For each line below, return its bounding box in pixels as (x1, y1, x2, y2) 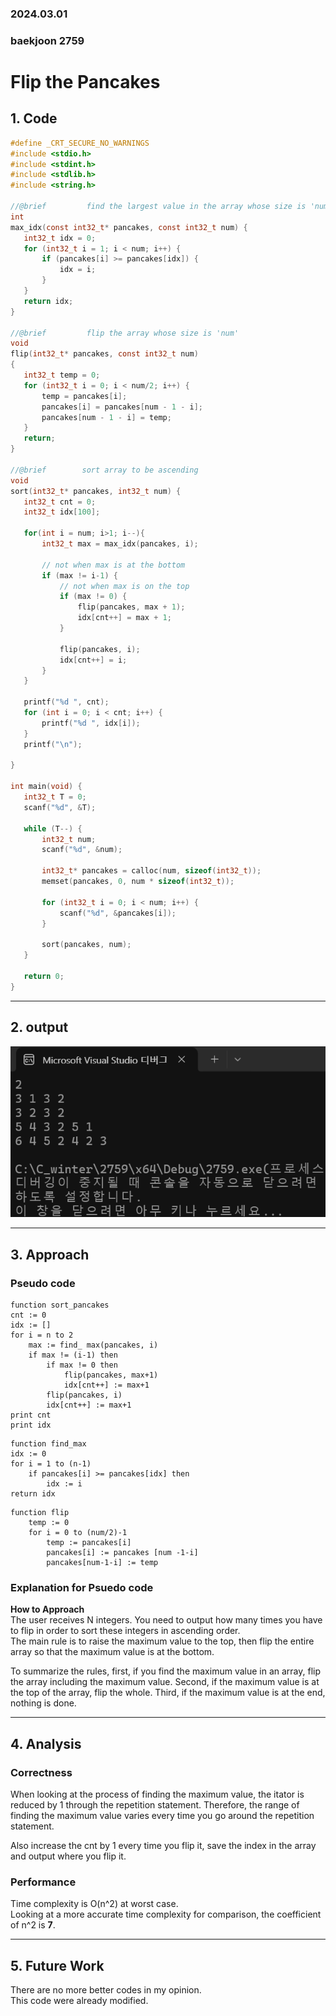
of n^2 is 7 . (10, 1919, 56, 1931)
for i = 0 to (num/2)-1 (28, 1528, 128, 1538)
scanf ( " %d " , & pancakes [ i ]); (59, 908, 177, 918)
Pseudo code (10, 1276, 76, 1290)
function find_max (10, 1439, 87, 1449)
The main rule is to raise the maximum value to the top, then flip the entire (10, 1635, 315, 1647)
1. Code (10, 110, 58, 127)
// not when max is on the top (59, 581, 190, 591)
